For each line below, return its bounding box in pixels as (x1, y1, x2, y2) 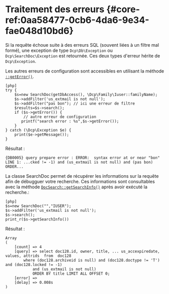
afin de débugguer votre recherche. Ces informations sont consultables (5, 178, 155, 184)
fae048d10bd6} (5, 25, 74, 37)
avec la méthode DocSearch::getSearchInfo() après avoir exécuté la (5, 184, 148, 190)
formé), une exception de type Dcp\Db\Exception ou (5, 47, 113, 53)
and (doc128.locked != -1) (5, 262, 62, 267)
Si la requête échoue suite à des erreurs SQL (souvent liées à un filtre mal (5, 42, 159, 48)
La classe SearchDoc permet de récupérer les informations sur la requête (5, 173, 159, 179)
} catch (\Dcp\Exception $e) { (5, 127, 72, 133)
